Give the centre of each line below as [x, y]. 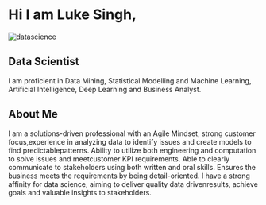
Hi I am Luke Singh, [73, 15]
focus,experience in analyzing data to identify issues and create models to [130, 141]
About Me [33, 114]
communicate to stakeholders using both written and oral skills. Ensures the [132, 167]
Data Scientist [44, 62]
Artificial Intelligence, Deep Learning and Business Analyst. [105, 89]
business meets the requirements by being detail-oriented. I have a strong [129, 176]
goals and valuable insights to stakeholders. [80, 192]
